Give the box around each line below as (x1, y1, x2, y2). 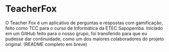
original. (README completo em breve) (5, 41, 88, 47)
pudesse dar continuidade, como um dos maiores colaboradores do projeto (5, 36, 164, 42)
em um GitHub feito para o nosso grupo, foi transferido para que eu (5, 30, 147, 36)
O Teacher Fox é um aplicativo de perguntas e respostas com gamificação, (5, 20, 163, 26)
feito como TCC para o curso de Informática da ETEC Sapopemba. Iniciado (5, 25, 163, 31)
